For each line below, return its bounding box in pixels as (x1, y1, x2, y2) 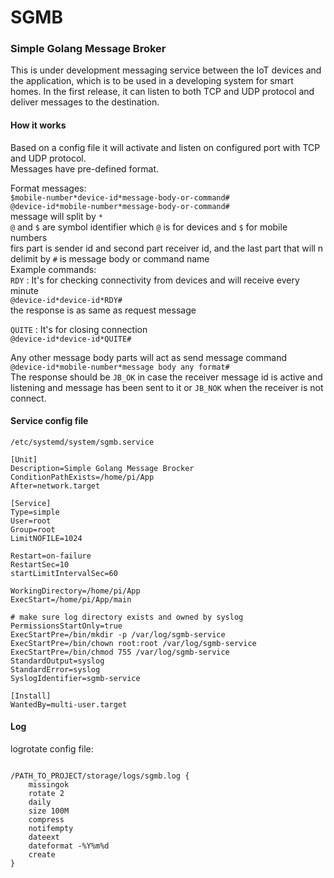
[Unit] (10, 454, 38, 465)
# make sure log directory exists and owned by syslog (10, 612, 244, 622)
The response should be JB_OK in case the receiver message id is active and (10, 371, 323, 383)
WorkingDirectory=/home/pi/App (10, 586, 141, 596)
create (28, 850, 56, 860)
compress (28, 815, 65, 825)
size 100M (28, 806, 70, 816)
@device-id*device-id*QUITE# (10, 334, 132, 344)
